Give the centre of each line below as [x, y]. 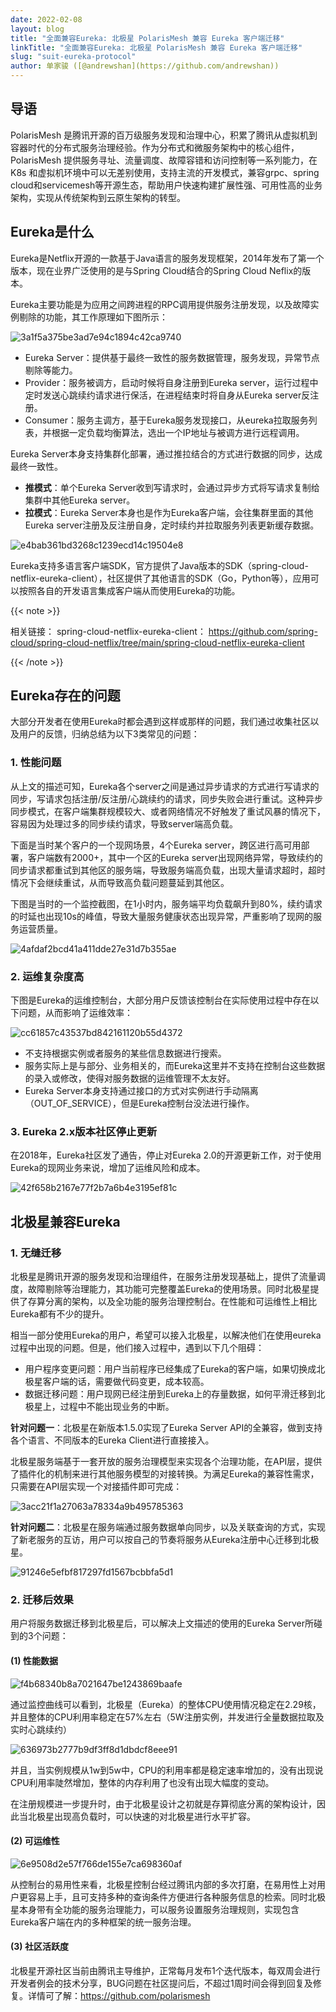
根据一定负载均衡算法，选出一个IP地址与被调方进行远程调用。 [178, 432]
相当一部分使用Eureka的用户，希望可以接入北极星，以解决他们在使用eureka [166, 1335]
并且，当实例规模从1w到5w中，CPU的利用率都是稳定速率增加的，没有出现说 [167, 1770]
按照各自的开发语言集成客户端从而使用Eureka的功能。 [129, 590]
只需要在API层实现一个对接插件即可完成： [96, 1487]
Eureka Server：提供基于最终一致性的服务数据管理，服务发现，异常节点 [172, 357]
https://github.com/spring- [263, 631]
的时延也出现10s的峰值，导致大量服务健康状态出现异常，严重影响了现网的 [161, 916]
